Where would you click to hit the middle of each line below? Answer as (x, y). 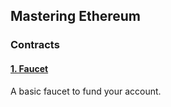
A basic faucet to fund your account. (86, 91)
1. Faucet (29, 68)
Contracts (35, 45)
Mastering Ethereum (76, 16)
